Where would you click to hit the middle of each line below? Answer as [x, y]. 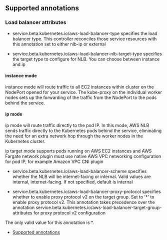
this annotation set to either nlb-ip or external [59, 44]
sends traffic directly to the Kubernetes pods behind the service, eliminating [83, 131]
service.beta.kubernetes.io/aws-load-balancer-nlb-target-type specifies [87, 53]
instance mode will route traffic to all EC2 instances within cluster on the [79, 86]
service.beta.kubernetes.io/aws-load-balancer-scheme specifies [79, 171]
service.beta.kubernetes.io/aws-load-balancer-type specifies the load [85, 33]
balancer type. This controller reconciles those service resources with [84, 38]
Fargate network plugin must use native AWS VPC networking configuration [83, 156]
